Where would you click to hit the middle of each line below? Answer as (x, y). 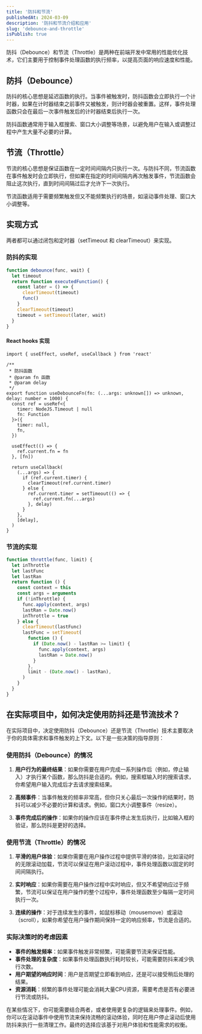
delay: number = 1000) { (37, 398)
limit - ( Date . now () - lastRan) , (70, 672)
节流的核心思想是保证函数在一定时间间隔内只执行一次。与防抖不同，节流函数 (101, 168)
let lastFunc (28, 571)
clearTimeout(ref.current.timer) (70, 483)
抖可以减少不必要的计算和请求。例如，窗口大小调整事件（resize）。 (97, 805)
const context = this (44, 588)
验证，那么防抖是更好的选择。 (52, 825)
